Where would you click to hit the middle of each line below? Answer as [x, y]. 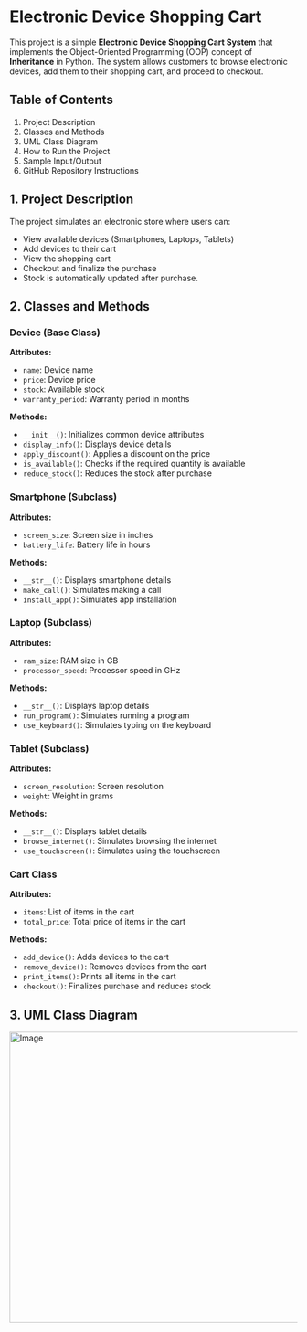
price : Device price [59, 380]
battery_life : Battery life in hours [86, 544]
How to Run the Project [66, 151]
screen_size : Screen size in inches [88, 534]
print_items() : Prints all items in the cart [99, 977]
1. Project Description [72, 200]
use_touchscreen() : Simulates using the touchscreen [122, 851]
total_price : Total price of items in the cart [104, 922]
